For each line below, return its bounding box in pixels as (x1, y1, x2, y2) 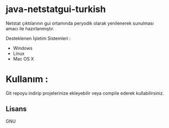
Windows (13, 45, 33, 51)
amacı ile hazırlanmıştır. (6, 25, 54, 31)
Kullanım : (6, 74, 48, 85)
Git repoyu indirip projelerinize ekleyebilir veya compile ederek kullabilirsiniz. (6, 90, 164, 96)
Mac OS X (13, 55, 34, 61)
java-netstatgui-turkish (6, 4, 106, 15)
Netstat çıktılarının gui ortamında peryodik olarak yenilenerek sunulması (6, 20, 154, 26)
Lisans (6, 105, 27, 113)
